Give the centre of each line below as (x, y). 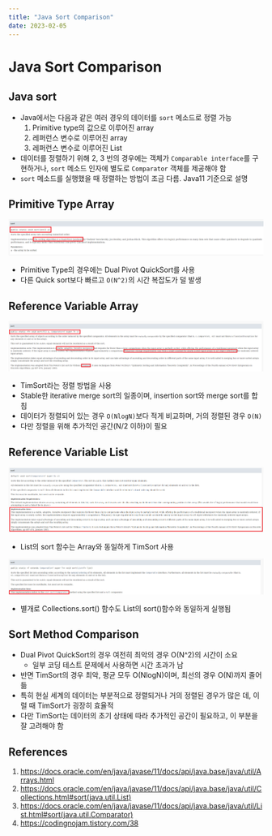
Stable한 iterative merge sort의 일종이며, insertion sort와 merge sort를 (135, 396)
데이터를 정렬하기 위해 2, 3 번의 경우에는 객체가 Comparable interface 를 (135, 157)
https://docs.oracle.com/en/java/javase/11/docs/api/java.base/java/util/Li (141, 806)
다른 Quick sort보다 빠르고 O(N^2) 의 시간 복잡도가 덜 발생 (111, 280)
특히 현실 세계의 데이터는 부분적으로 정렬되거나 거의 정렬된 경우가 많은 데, (136, 696)
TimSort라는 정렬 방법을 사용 (66, 386)
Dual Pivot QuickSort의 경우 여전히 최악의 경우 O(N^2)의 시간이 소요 (129, 655)
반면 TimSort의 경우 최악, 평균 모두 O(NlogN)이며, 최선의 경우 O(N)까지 (133, 675)
